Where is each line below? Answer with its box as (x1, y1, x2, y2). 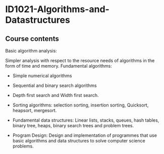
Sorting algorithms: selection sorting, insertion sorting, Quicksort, (12, 102, 149, 108)
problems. (12, 143, 34, 149)
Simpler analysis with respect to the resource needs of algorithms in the (5, 58, 155, 64)
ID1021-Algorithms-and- (5, 4, 110, 15)
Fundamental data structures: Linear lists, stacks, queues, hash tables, (12, 117, 159, 123)
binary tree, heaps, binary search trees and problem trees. (12, 123, 134, 128)
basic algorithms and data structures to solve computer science (12, 138, 145, 143)
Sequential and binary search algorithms (12, 82, 97, 88)
